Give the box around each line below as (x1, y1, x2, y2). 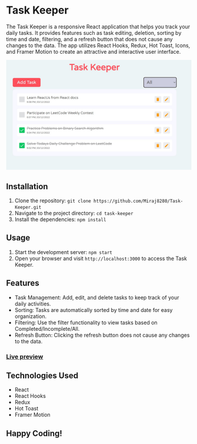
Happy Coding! (6, 428, 63, 438)
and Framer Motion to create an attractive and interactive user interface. (6, 48, 181, 55)
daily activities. (14, 300, 51, 307)
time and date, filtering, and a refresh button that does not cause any (6, 35, 173, 42)
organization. (14, 313, 47, 320)
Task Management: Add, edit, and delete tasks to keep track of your (14, 294, 179, 301)
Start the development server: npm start (14, 248, 113, 255)
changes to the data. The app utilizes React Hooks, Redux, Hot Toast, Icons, (6, 42, 191, 49)
